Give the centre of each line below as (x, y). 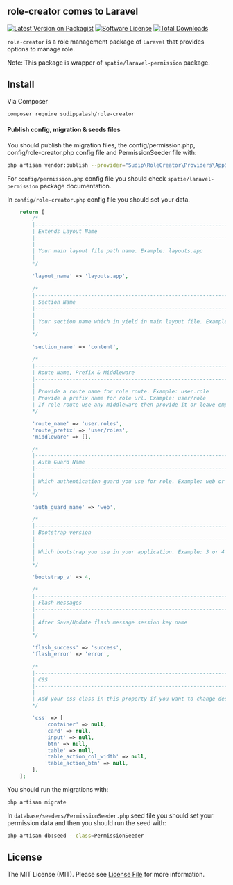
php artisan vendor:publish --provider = (67, 165)
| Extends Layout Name (65, 232)
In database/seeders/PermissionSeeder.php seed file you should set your (110, 815)
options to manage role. (41, 49)
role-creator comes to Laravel (73, 11)
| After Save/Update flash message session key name (110, 622)
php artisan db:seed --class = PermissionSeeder (76, 836)
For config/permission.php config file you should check (87, 178)
